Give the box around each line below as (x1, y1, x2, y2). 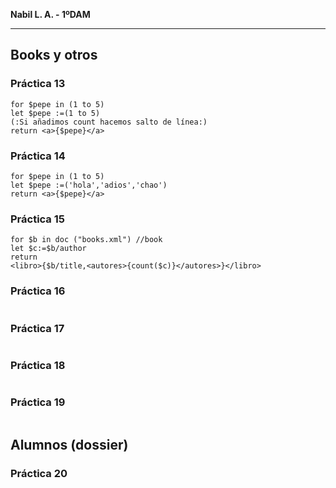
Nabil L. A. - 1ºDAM (10, 9, 91, 20)
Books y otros (10, 47, 98, 64)
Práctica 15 (10, 212, 65, 226)
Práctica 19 (10, 395, 66, 409)
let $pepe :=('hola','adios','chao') (10, 180, 168, 190)
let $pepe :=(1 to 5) (10, 108, 101, 118)
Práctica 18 (10, 358, 66, 372)
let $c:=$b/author (10, 244, 87, 254)
